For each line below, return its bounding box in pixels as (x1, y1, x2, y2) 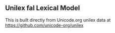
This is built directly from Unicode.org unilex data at (5, 17, 111, 23)
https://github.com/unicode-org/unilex (5, 22, 84, 28)
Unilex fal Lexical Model (5, 4, 80, 12)
